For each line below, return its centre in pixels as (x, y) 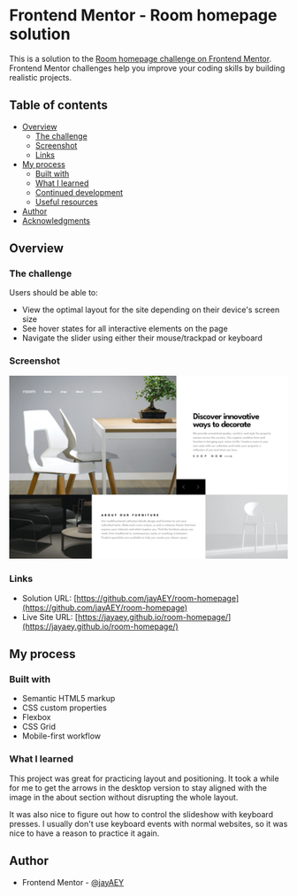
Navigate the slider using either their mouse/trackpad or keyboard (142, 338)
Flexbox (36, 717)
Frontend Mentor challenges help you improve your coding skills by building (147, 68)
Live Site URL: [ (50, 616)
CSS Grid (38, 727)
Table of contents (58, 106)
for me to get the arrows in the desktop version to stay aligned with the (138, 787)
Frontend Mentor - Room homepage (143, 15)
